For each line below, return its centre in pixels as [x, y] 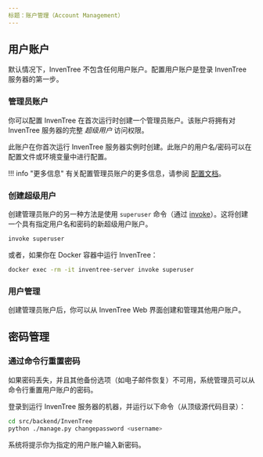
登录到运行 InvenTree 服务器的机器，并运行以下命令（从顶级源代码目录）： [127, 406]
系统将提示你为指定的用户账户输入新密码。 [77, 444]
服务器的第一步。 [36, 79]
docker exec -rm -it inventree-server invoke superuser [101, 269]
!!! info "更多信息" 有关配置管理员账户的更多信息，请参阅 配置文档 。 [117, 173]
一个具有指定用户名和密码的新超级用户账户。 [80, 224]
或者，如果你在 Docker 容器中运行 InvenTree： [83, 254]
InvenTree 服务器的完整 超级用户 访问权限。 [78, 130]
